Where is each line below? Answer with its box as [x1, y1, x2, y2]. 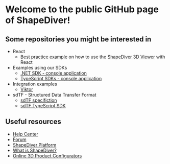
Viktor [20, 86, 33, 92]
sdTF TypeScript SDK [20, 103, 66, 108]
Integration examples [12, 81, 57, 87]
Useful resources [5, 118, 61, 126]
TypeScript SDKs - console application [20, 76, 102, 81]
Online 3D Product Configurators [12, 152, 82, 159]
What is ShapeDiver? [12, 147, 57, 153]
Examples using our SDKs [12, 65, 67, 71]
